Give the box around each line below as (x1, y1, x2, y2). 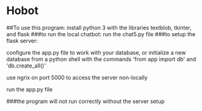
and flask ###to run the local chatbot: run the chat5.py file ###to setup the (6, 30, 196, 37)
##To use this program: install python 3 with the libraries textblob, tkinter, (6, 24, 192, 31)
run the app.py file (6, 85, 53, 93)
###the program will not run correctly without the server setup (6, 98, 165, 105)
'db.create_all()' (6, 62, 46, 69)
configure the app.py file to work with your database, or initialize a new (6, 48, 186, 56)
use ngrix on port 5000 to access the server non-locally (6, 74, 148, 81)
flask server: (6, 37, 38, 44)
